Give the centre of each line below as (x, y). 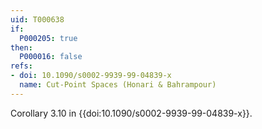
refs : (21, 66)
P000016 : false (51, 57)
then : (21, 47)
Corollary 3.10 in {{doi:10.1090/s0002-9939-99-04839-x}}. (131, 113)
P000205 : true (48, 38)
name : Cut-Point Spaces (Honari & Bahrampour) (118, 85)
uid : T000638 (37, 19)
